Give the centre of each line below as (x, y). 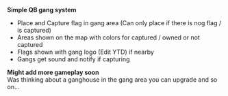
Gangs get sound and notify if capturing (73, 59)
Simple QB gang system (42, 10)
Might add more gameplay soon (53, 72)
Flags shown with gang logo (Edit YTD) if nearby (85, 52)
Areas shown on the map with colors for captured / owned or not (108, 37)
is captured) (34, 30)
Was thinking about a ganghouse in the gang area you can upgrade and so (112, 80)
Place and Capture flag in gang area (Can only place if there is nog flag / (119, 23)
